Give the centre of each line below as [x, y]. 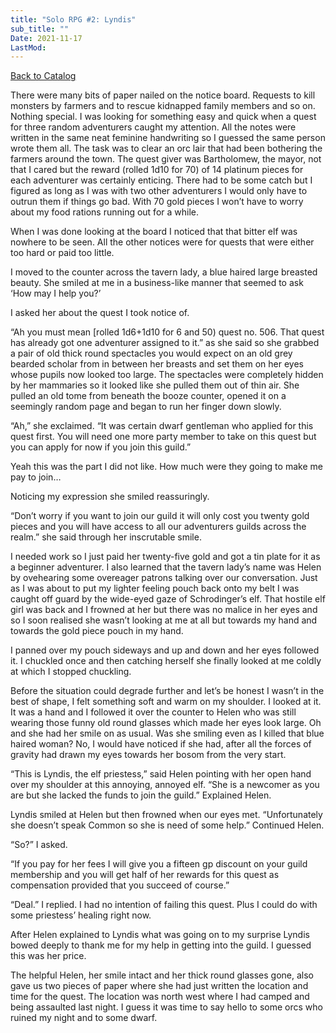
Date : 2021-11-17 [46, 38]
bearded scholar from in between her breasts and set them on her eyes [157, 364]
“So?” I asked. [39, 845]
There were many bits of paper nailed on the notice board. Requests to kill [163, 95]
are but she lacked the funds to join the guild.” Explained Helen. [141, 795]
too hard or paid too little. [62, 253]
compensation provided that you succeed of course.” [120, 885]
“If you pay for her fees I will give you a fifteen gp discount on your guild [159, 864]
